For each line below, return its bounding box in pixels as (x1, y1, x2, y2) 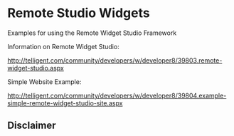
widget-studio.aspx (7, 63, 64, 72)
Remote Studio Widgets (7, 5, 151, 21)
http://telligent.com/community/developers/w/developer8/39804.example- (7, 91, 227, 100)
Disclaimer (7, 120, 56, 132)
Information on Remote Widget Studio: (7, 42, 119, 51)
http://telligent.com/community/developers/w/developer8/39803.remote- (7, 56, 223, 65)
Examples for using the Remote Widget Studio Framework (7, 28, 177, 37)
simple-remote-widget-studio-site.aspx (7, 98, 123, 108)
